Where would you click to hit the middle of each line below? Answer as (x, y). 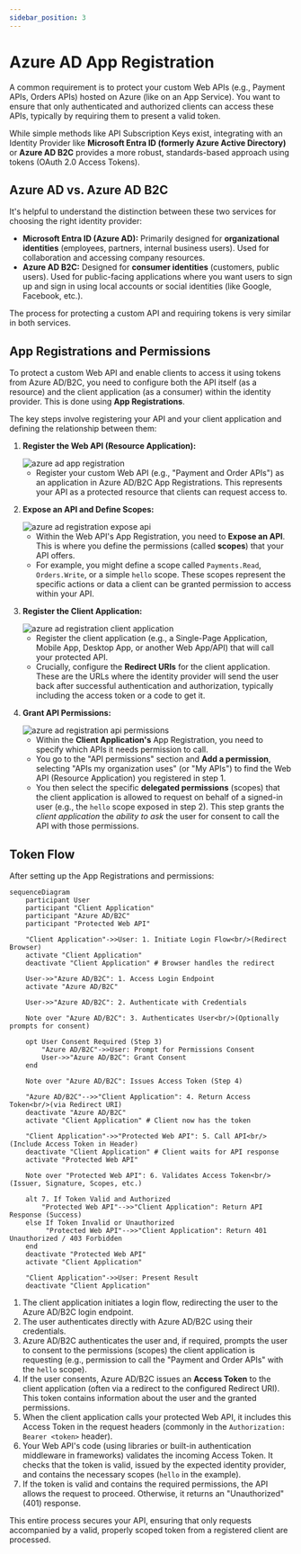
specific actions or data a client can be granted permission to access (164, 585)
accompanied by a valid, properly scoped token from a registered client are (149, 1530)
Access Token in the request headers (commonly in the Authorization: (154, 1427)
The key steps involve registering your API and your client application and (146, 419)
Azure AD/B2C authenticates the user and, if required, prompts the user (155, 1340)
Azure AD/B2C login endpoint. (78, 1312)
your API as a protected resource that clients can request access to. (161, 492)
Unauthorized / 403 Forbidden (66, 1238)
